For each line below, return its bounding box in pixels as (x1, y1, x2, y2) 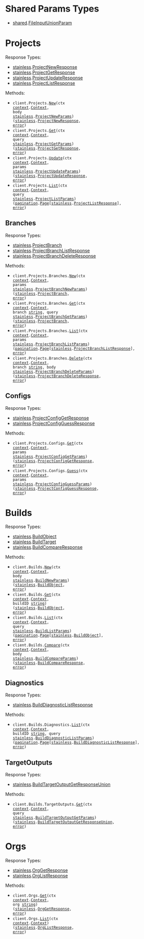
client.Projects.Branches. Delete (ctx (12, 356, 92, 361)
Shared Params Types (5, 3, 100, 15)
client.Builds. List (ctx (12, 615, 63, 621)
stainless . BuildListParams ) (12, 629, 72, 634)
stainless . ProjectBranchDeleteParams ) (12, 369, 94, 374)
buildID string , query (12, 731, 61, 736)
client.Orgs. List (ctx (12, 916, 58, 921)
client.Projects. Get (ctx (12, 128, 65, 133)
